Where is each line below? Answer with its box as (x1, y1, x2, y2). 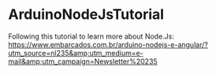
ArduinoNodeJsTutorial (8, 6, 164, 24)
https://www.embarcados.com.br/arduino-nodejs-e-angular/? (8, 39, 209, 49)
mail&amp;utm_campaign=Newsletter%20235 (8, 57, 158, 66)
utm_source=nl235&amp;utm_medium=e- (8, 48, 143, 57)
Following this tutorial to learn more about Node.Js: (8, 31, 175, 41)
